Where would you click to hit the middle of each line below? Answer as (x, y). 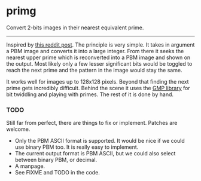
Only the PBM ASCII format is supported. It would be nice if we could (100, 141)
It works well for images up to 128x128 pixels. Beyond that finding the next (98, 81)
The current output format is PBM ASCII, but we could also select (95, 154)
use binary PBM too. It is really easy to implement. (77, 147)
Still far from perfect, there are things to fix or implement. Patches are (92, 123)
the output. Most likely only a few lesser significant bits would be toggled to (99, 63)
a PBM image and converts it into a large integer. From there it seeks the (95, 51)
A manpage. (30, 166)
